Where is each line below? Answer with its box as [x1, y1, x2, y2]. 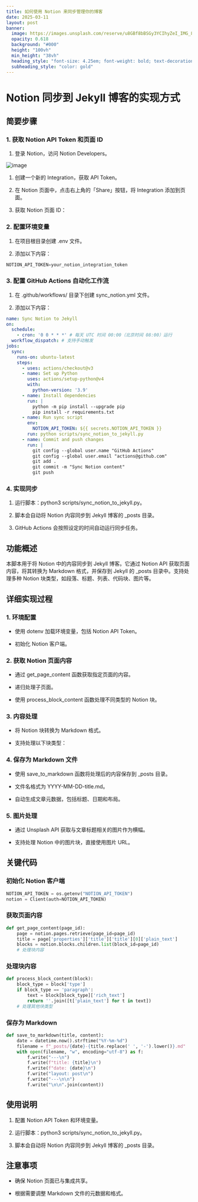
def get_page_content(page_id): [6, 925, 85, 931]
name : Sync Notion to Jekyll [6, 316, 78, 322]
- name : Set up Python [21, 371, 78, 377]
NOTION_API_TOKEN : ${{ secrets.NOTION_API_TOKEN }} [32, 426, 162, 432]
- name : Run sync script [21, 414, 83, 420]
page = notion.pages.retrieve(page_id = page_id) [16, 931, 136, 937]
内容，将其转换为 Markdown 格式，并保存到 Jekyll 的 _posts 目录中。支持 [6, 568, 184, 575]
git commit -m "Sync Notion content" [32, 464, 126, 470]
